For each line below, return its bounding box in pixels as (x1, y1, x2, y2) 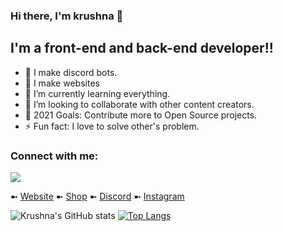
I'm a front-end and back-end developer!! (10, 40, 274, 57)
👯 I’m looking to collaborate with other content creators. (24, 98, 255, 110)
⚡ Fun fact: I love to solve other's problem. (24, 120, 200, 132)
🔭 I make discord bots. (24, 66, 118, 78)
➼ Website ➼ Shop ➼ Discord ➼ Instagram (10, 190, 185, 203)
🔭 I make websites (24, 77, 100, 89)
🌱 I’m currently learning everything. (24, 87, 171, 99)
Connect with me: (10, 149, 99, 163)
